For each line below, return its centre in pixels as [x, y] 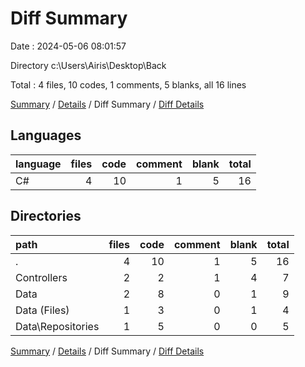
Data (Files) [42, 310]
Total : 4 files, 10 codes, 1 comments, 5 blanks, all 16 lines [128, 84]
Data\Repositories [57, 326]
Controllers [41, 277]
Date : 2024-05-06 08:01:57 [68, 46]
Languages [46, 135]
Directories [46, 216]
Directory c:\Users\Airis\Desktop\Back [88, 65]
